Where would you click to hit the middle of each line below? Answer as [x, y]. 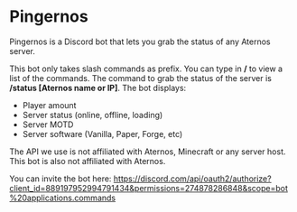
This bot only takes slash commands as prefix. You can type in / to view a [146, 69]
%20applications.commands [62, 198]
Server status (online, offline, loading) [93, 115]
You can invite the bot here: [60, 179]
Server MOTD [48, 124]
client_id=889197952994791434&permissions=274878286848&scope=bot [149, 188]
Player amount [49, 105]
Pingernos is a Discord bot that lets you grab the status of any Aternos [140, 41]
